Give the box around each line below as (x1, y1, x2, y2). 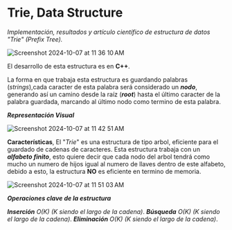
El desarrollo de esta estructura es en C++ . (7, 62, 130, 70)
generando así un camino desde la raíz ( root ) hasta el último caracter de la (7, 90, 220, 98)
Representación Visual (7, 111, 75, 119)
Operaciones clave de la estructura (7, 194, 111, 202)
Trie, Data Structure (7, 5, 123, 21)
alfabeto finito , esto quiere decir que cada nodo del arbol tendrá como (7, 152, 210, 161)
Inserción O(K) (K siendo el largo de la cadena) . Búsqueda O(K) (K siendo (7, 207, 220, 215)
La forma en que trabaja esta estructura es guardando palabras (7, 75, 188, 84)
